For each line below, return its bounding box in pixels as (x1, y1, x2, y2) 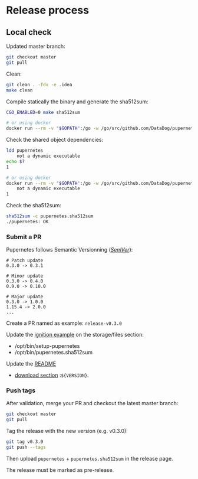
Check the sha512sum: (6, 202, 62, 209)
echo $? (6, 158, 25, 164)
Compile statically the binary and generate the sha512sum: (6, 98, 148, 105)
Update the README (6, 360, 57, 367)
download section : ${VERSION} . (14, 372, 90, 379)
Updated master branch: (6, 43, 66, 50)
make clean (6, 87, 33, 93)
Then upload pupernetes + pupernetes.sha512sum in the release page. (6, 455, 173, 462)
